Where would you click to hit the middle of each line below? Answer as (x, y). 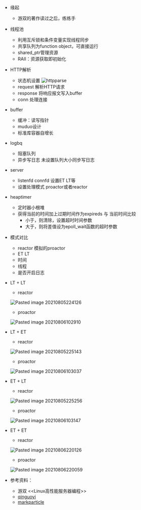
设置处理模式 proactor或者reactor (52, 187)
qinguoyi (27, 497)
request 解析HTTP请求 (41, 87)
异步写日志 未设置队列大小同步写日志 (56, 160)
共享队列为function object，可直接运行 (58, 46)
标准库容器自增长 (36, 133)
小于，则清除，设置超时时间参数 (59, 220)
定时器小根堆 (31, 208)
